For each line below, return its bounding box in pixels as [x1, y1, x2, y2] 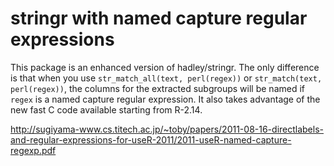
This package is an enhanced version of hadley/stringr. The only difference [10, 61, 320, 73]
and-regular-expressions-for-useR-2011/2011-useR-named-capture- [10, 133, 292, 146]
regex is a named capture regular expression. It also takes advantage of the [10, 93, 321, 105]
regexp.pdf [10, 144, 57, 156]
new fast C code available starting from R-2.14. [10, 103, 203, 116]
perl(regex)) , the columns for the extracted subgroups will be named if [10, 82, 305, 94]
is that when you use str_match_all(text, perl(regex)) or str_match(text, [10, 72, 323, 84]
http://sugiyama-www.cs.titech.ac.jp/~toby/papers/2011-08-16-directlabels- [10, 123, 325, 135]
